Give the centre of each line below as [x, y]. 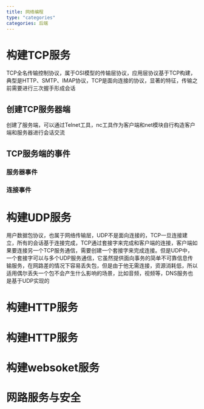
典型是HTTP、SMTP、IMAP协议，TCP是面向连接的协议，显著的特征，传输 [99, 81]
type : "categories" [31, 18]
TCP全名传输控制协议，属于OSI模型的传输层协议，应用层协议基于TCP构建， [101, 73]
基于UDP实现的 [30, 281]
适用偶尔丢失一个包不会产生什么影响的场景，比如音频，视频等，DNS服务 [97, 273]
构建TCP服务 [39, 55]
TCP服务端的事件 [39, 153]
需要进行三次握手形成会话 [43, 88]
